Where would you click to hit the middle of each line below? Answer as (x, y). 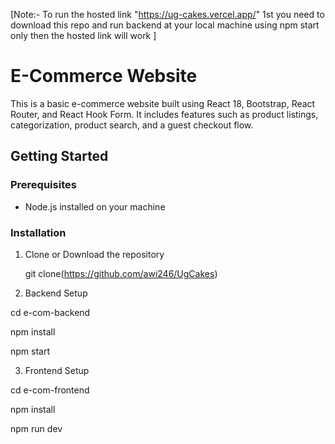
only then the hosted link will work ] (83, 35)
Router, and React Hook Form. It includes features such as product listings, (164, 114)
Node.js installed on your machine (95, 206)
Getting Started (59, 156)
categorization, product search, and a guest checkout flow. (132, 125)
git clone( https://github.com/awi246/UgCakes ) (121, 273)
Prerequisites (43, 185)
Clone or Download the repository (94, 254)
